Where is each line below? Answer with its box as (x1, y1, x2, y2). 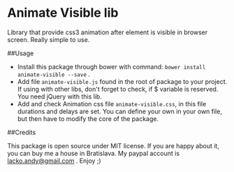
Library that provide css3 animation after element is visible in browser (7, 28, 208, 36)
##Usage (7, 49, 34, 57)
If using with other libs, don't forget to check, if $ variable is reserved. (17, 85, 219, 93)
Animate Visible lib (7, 5, 119, 21)
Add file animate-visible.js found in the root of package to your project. (17, 77, 228, 85)
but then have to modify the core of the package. (17, 114, 159, 123)
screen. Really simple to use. (7, 35, 90, 43)
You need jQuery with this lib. (17, 92, 103, 101)
